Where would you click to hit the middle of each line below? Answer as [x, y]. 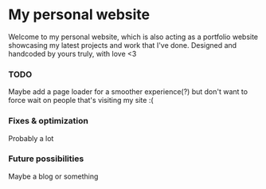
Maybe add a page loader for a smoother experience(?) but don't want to [128, 92]
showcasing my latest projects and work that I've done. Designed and [123, 45]
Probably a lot [31, 138]
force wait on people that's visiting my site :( [81, 100]
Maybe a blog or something [53, 176]
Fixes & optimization [49, 121]
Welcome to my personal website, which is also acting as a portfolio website [133, 37]
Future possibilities [46, 159]
